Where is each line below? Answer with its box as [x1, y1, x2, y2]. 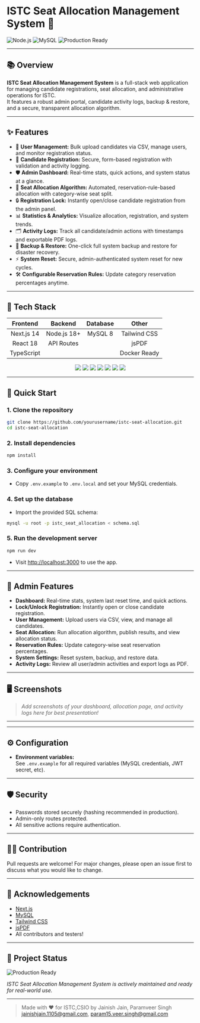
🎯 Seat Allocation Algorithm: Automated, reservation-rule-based [15, 184, 176, 191]
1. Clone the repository [7, 405, 74, 414]
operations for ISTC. [7, 91, 56, 99]
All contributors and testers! [15, 930, 84, 937]
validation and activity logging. [15, 162, 91, 169]
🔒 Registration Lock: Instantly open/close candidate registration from [15, 197, 186, 204]
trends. [15, 221, 33, 228]
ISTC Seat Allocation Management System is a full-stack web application [7, 79, 189, 86]
